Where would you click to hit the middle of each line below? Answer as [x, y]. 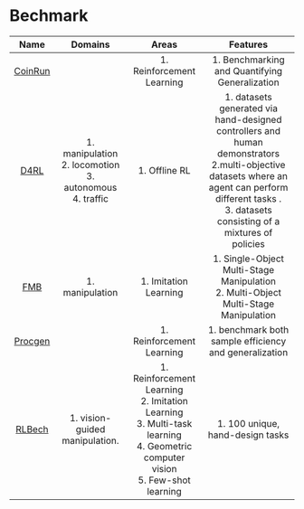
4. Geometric [164, 446]
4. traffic [90, 198]
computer [164, 457]
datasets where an [248, 175]
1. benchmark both [248, 329]
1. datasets [249, 97]
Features [249, 44]
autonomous [90, 187]
